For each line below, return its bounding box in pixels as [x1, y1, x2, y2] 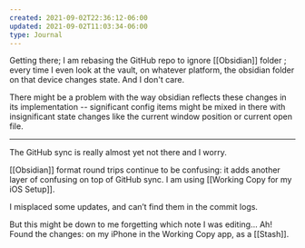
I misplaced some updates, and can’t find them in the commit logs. [9, 202, 259, 213]
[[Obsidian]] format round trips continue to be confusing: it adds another [9, 164, 281, 175]
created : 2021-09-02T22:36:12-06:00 [9, 13, 148, 23]
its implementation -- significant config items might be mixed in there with [9, 102, 286, 113]
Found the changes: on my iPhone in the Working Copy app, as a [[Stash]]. [9, 229, 290, 240]
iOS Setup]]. [9, 184, 55, 195]
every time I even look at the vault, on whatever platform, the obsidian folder [9, 64, 295, 75]
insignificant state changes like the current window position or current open [9, 111, 293, 123]
